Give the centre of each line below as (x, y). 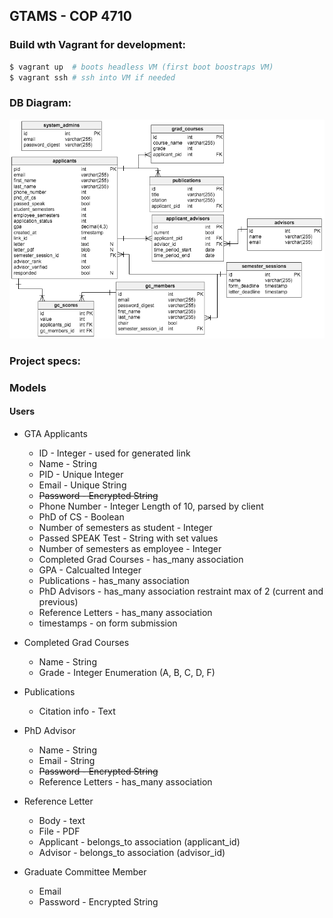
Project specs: (45, 361)
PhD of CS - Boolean (81, 516)
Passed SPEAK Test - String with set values (128, 538)
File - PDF (59, 831)
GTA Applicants (55, 433)
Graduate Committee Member (85, 871)
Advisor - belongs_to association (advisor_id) (132, 852)
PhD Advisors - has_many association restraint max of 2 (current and (181, 591)
